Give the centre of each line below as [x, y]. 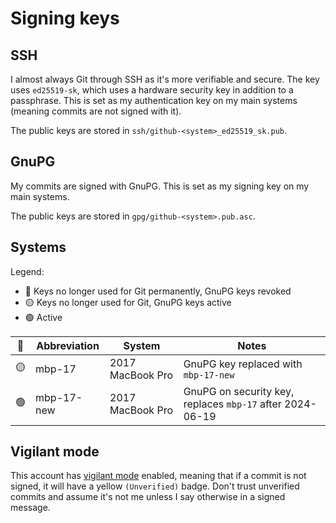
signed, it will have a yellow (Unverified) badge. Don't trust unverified [155, 486]
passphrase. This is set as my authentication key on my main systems [154, 100]
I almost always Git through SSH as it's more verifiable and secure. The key [165, 79]
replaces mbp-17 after [232, 404]
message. [30, 508]
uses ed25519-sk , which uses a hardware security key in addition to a [152, 90]
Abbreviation [68, 345]
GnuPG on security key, [239, 391]
